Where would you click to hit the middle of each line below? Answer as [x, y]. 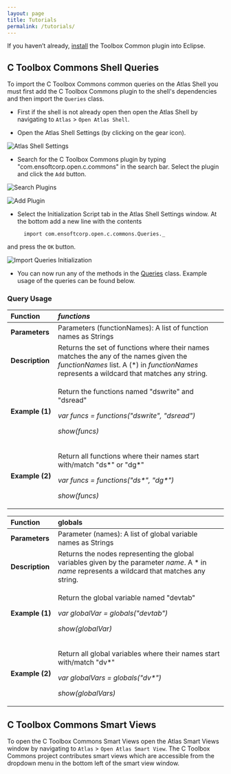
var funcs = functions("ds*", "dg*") [115, 481]
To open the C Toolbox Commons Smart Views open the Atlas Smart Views [113, 742]
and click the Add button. [52, 174]
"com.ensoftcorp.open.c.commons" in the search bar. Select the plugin [118, 167]
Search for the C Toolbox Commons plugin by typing [91, 160]
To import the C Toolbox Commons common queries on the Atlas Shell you [113, 84]
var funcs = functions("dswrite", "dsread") [126, 416]
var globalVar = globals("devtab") [113, 614]
